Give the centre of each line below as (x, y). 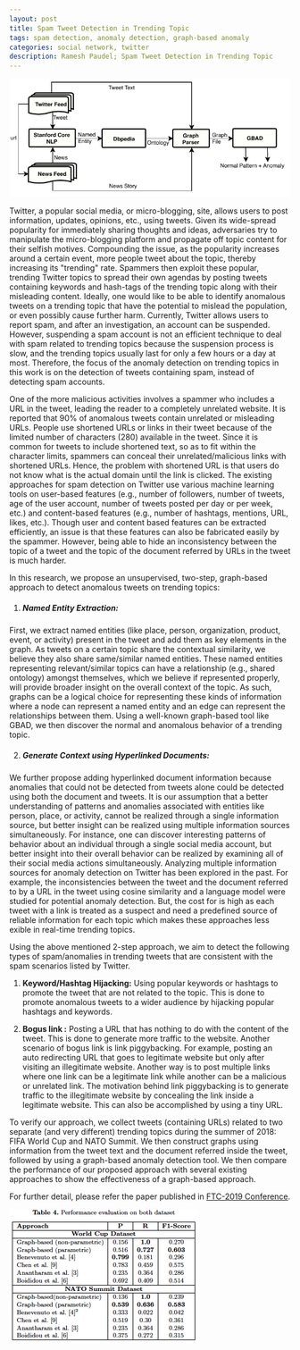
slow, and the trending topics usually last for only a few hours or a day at (143, 354)
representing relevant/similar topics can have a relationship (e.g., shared (142, 668)
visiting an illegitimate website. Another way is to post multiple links (146, 1067)
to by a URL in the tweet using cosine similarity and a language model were (147, 891)
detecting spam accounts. (57, 382)
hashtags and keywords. (67, 1011)
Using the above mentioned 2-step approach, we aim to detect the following (150, 946)
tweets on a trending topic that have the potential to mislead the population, (148, 306)
